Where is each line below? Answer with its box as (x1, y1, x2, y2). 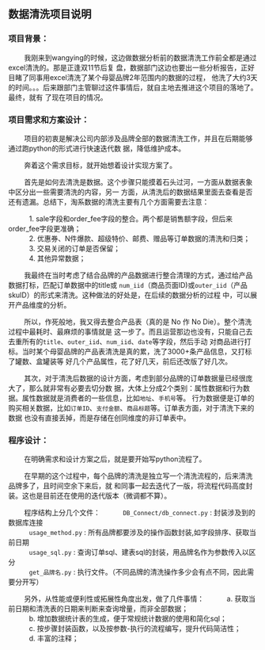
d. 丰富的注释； (28, 633, 79, 644)
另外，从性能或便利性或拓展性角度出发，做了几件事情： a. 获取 (23, 594, 249, 604)
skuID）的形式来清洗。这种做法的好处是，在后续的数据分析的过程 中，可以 (8, 290, 251, 300)
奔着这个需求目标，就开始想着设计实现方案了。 (23, 160, 176, 170)
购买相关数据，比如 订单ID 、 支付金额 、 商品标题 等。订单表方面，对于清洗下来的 (8, 403, 255, 412)
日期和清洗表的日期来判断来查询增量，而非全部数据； (14, 604, 188, 614)
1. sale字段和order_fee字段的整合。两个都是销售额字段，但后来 (28, 213, 233, 224)
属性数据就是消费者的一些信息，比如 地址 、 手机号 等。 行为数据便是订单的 (21, 393, 255, 403)
